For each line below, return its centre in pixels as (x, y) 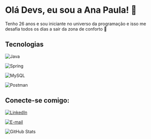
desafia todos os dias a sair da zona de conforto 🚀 (56, 29)
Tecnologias (24, 45)
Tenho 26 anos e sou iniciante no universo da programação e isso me (76, 24)
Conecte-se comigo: (37, 101)
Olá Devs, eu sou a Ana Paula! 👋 (71, 10)
